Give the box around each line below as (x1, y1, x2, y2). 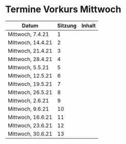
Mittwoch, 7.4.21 (8, 31, 49, 38)
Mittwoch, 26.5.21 (8, 88, 53, 95)
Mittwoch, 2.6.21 (8, 97, 49, 104)
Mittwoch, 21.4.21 (8, 47, 53, 54)
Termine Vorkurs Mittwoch (5, 4, 121, 15)
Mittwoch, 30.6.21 (8, 130, 53, 137)
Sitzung (57, 22, 77, 29)
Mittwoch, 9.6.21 (8, 105, 49, 112)
